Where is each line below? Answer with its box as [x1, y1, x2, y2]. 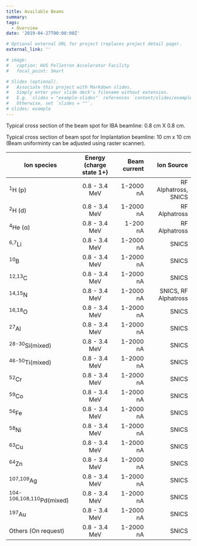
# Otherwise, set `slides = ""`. [6, 100, 93, 106]
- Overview [11, 25, 38, 31]
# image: [6, 57, 28, 63]
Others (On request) [9, 527, 64, 535]
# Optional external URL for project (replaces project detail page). [6, 41, 182, 47]
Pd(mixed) [40, 497, 69, 505]
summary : [6, 14, 28, 20]
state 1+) [81, 168, 108, 176]
